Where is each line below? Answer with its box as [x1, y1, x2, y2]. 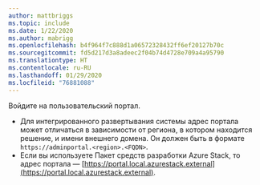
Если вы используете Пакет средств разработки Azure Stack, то [19, 150, 241, 160]
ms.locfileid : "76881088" [8, 78, 95, 86]
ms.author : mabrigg [8, 34, 74, 42]
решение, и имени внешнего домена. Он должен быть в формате [19, 133, 245, 143]
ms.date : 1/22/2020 [8, 26, 74, 34]
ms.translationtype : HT [8, 57, 88, 65]
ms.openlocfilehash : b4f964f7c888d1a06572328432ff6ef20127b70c [8, 42, 225, 50]
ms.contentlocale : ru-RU [8, 64, 91, 72]
